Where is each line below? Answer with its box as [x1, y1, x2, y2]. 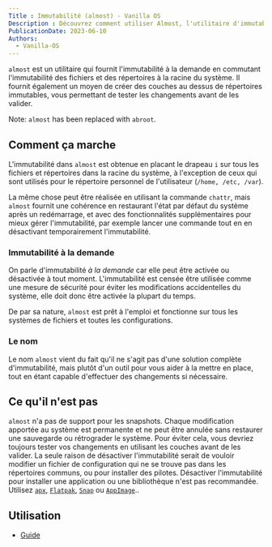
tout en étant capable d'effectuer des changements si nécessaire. [8, 371, 228, 381]
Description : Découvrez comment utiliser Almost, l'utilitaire [8, 19, 230, 28]
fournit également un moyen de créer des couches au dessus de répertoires [8, 82, 263, 92]
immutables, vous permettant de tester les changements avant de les [8, 90, 240, 100]
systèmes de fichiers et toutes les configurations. [8, 315, 173, 325]
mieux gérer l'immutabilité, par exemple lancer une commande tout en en [8, 218, 253, 228]
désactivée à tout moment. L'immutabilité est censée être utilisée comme [8, 274, 252, 284]
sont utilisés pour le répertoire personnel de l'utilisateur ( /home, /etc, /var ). [8, 176, 264, 186]
